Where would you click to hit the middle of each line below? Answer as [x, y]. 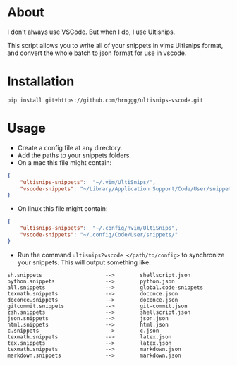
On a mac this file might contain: [65, 162]
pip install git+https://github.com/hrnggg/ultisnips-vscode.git [105, 100]
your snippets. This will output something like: [84, 262]
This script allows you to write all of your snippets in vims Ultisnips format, [115, 45]
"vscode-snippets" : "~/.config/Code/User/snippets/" [99, 235]
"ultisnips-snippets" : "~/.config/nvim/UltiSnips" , [99, 228]
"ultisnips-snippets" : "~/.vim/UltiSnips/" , [88, 182]
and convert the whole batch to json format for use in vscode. [97, 53]
